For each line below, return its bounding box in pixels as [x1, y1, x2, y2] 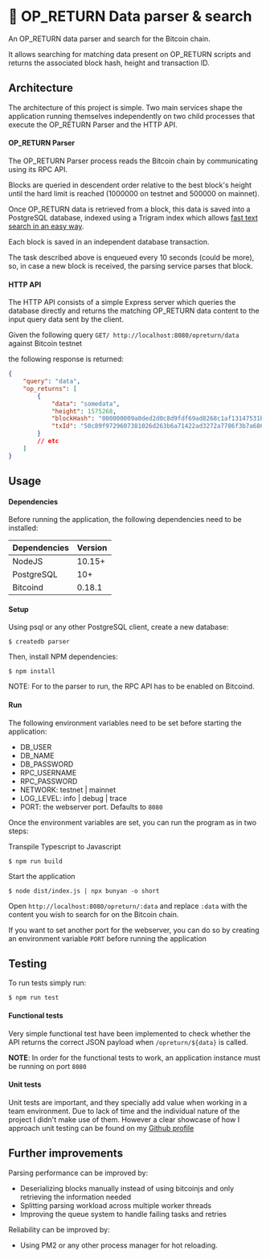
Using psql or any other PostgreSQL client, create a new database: [8, 623, 229, 632]
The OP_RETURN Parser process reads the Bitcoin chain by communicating [8, 156, 259, 166]
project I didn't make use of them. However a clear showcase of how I [8, 1114, 240, 1124]
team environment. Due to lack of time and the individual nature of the [8, 1106, 240, 1116]
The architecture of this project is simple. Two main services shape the [8, 102, 243, 112]
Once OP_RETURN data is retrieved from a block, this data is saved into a [8, 204, 251, 214]
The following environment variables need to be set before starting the [8, 717, 243, 727]
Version [76, 542, 108, 553]
